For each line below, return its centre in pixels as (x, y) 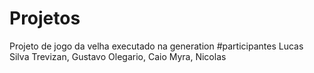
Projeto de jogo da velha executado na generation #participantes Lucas (156, 46)
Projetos (45, 18)
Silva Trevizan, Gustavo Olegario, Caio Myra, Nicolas (118, 56)
